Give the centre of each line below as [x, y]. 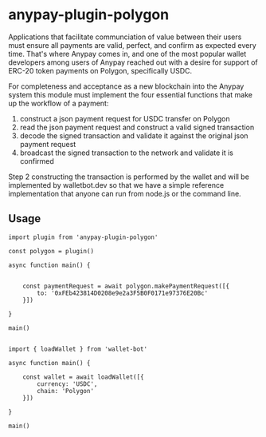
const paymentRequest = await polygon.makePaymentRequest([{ [126, 286]
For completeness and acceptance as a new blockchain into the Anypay [126, 86]
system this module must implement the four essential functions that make [131, 94]
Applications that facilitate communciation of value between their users [125, 37]
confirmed [37, 161]
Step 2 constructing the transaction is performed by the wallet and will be [129, 177]
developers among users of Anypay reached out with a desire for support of [133, 62]
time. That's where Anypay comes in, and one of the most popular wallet [127, 54]
